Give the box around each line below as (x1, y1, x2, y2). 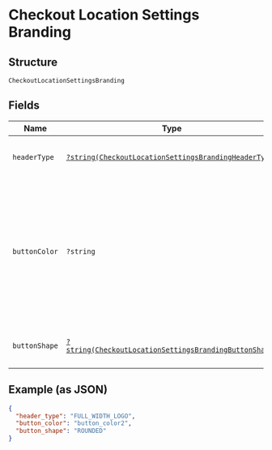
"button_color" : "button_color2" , (15, 419, 132, 427)
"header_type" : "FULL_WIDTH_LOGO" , (15, 412, 136, 420)
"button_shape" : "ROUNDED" (15, 427, 107, 435)
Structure (8, 55, 58, 69)
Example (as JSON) (8, 383, 108, 396)
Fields (8, 99, 40, 113)
